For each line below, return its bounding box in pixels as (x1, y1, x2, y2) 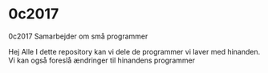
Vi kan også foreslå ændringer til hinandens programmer (8, 55, 195, 65)
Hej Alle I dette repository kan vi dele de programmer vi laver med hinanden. (8, 47, 261, 56)
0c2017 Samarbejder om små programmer (8, 31, 148, 41)
